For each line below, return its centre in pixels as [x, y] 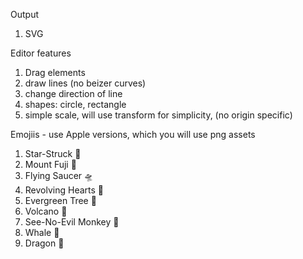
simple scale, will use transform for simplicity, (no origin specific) [158, 115]
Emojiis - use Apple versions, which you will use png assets [133, 134]
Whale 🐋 [42, 232]
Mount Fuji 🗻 [50, 164]
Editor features [41, 53]
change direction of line [73, 93]
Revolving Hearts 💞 [64, 190]
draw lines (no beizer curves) [85, 83]
